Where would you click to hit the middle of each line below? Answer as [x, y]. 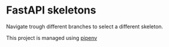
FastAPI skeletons [51, 10]
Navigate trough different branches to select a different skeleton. [85, 26]
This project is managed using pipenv [52, 38]
